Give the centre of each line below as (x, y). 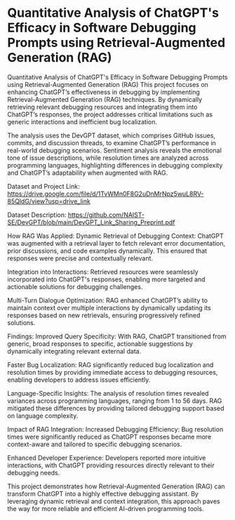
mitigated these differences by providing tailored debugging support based (116, 408)
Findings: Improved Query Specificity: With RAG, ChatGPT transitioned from (117, 336)
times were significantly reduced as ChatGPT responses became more (109, 436)
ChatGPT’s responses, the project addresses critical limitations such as (110, 114)
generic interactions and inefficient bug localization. (82, 121)
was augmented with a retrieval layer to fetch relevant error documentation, (116, 243)
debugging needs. (34, 472)
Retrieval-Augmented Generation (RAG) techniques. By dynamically (105, 99)
